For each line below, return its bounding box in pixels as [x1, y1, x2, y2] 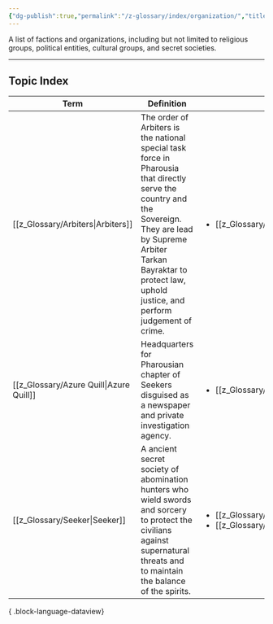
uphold [141, 285, 168, 296]
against [141, 535, 169, 546]
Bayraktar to [141, 264, 188, 276]
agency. [141, 430, 172, 442]
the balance [141, 575, 186, 587]
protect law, [141, 274, 187, 286]
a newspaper [141, 399, 191, 411]
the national [141, 132, 186, 143]
